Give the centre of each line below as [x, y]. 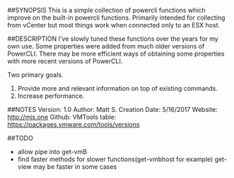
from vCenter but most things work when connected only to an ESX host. [114, 25]
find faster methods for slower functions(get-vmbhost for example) [115, 159]
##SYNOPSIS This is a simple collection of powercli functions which [107, 10]
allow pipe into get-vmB [52, 152]
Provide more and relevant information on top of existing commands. [117, 88]
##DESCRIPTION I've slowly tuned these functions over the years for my [113, 39]
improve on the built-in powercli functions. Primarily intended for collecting [116, 18]
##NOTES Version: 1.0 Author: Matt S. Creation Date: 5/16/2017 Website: [112, 109]
